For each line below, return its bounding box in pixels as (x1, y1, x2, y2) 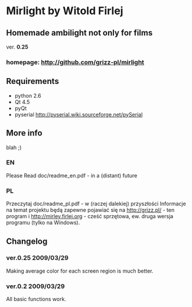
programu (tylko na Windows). (6, 219, 80, 226)
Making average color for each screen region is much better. (6, 267, 154, 274)
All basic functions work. (6, 296, 67, 303)
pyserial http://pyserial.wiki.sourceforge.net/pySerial (14, 111, 143, 118)
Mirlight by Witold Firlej (6, 4, 123, 18)
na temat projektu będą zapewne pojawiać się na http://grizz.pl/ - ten (6, 206, 175, 214)
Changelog (6, 236, 48, 246)
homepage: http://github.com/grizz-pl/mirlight (6, 58, 145, 66)
